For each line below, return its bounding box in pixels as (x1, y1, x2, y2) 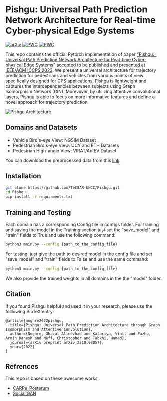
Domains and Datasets (5, 123, 78, 132)
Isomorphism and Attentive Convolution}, (5, 327, 93, 332)
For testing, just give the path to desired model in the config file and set (5, 251, 153, 257)
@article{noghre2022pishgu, (5, 318, 64, 323)
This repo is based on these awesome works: (5, 375, 99, 382)
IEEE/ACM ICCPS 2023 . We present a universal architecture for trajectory (5, 67, 156, 73)
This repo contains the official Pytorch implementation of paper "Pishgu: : (5, 51, 157, 57)
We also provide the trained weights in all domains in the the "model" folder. (5, 275, 162, 281)
